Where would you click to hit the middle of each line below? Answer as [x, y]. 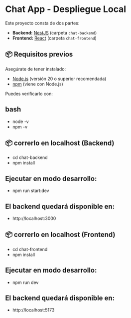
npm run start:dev [31, 190]
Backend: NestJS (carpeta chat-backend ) [55, 32]
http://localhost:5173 [33, 310]
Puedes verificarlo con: [29, 93]
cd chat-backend [30, 157]
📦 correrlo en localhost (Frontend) [60, 235]
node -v [20, 121]
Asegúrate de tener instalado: [36, 69]
